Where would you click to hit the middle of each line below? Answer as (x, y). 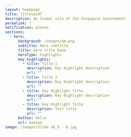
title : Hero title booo (42, 50)
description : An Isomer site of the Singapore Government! (66, 18)
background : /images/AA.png (46, 41)
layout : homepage (23, 9)
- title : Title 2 (40, 77)
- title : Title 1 (40, 64)
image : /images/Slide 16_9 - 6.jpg (41, 127)
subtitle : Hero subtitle (43, 46)
